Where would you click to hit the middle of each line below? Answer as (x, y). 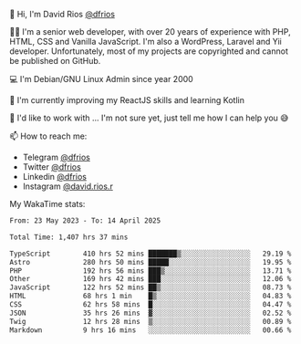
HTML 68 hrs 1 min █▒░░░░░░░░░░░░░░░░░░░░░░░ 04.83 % (150, 297)
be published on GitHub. (55, 61)
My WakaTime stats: (47, 204)
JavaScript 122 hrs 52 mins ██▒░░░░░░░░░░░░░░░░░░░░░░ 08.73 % (150, 287)
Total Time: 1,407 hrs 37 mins (69, 237)
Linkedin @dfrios (54, 177)
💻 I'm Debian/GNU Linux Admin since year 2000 (101, 79)
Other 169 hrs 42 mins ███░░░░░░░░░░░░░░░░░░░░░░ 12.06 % (150, 279)
